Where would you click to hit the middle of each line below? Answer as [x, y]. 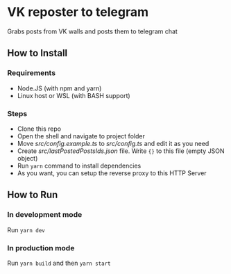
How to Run [33, 195]
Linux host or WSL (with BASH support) [74, 95]
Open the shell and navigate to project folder [81, 136]
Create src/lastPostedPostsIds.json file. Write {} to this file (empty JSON [121, 151]
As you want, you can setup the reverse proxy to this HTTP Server [112, 173]
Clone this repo [39, 129]
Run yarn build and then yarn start [59, 263]
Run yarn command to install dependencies [79, 166]
